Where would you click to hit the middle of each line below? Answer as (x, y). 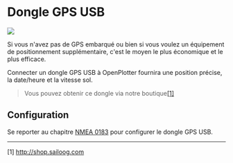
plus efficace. (27, 59)
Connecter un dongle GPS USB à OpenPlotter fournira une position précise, (115, 72)
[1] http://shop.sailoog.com (46, 152)
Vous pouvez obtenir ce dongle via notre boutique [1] (99, 93)
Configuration (38, 115)
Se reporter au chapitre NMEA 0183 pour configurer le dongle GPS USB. (110, 132)
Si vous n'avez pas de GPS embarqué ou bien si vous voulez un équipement (116, 44)
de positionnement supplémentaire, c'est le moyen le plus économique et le (115, 51)
